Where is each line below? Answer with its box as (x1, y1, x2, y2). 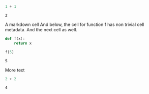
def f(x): (5, 36, 26, 41)
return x (14, 41, 32, 46)
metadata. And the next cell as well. (5, 26, 78, 32)
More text (5, 67, 25, 73)
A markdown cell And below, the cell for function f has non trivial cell (5, 22, 144, 27)
